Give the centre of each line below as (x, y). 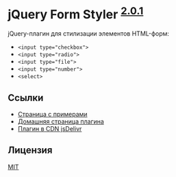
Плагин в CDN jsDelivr (50, 129)
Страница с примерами (52, 115)
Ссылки (26, 98)
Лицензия (30, 151)
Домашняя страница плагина (61, 121)
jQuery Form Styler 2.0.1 (76, 13)
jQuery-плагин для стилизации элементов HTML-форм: (89, 34)
